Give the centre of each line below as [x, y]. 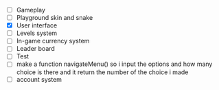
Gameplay [31, 10]
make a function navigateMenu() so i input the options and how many [114, 64]
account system [39, 79]
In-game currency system [53, 41]
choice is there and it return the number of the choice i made [102, 72]
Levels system [37, 33]
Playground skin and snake [55, 18]
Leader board [36, 49]
